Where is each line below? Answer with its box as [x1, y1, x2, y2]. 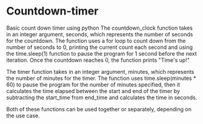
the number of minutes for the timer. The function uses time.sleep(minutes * [6, 74, 196, 82]
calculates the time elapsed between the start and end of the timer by [6, 87, 181, 94]
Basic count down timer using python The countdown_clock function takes [6, 24, 193, 31]
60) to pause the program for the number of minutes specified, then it [6, 80, 181, 88]
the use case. [6, 112, 41, 119]
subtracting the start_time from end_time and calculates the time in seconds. [6, 94, 198, 101]
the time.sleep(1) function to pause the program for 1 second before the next [6, 50, 197, 57]
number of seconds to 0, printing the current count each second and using [6, 44, 193, 51]
